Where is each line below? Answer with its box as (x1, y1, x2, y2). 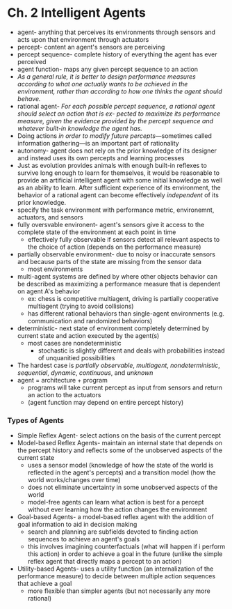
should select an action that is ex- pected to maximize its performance (17, 109, 221, 118)
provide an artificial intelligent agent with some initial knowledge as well (17, 176, 223, 184)
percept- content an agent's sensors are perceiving (17, 43, 165, 51)
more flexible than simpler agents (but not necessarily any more (27, 587, 210, 595)
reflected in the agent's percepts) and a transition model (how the (27, 468, 217, 477)
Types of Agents (7, 415, 65, 425)
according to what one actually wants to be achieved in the (17, 79, 188, 88)
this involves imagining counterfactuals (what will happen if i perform (27, 542, 226, 551)
